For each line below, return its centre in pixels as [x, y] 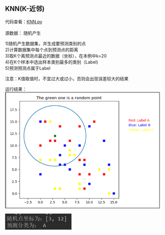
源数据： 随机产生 [23, 33]
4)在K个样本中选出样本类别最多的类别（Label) [52, 62]
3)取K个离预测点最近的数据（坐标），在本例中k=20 [56, 56]
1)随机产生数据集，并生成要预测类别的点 [45, 43]
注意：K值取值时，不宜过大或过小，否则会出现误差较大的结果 [67, 78]
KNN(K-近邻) [25, 9]
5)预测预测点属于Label [28, 68]
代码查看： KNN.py [24, 22]
